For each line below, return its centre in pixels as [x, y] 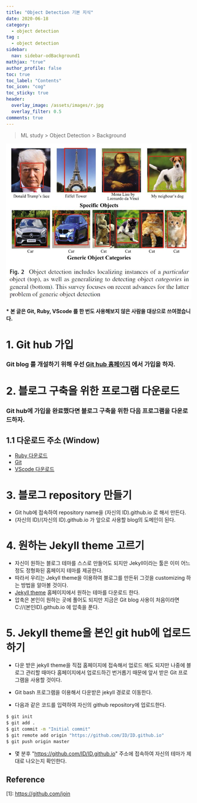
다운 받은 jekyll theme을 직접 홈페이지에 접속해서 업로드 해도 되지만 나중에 [100, 665]
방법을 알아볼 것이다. [45, 585]
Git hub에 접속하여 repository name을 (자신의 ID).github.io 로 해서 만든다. [100, 513]
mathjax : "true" [26, 62]
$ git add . [21, 723]
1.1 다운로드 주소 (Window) [53, 440]
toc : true [18, 74]
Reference [26, 779]
